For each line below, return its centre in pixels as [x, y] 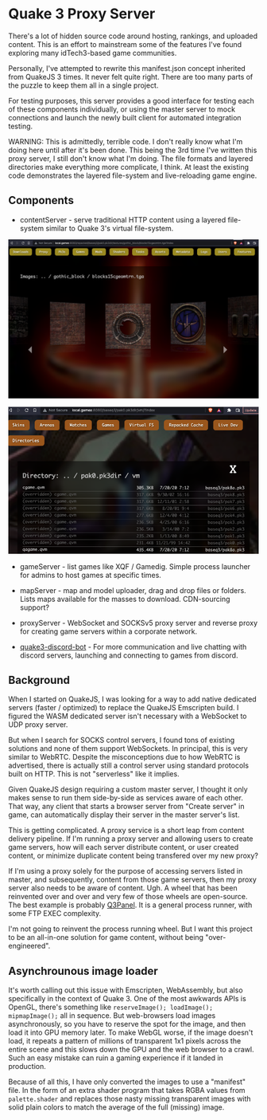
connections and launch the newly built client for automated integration [125, 117]
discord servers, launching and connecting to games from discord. [129, 655]
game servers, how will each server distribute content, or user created [124, 847]
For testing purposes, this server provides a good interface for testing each [131, 100]
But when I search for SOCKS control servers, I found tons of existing [122, 740]
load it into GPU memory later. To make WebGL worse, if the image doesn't [131, 1032]
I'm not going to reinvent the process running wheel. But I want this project [130, 929]
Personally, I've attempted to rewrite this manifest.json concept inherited [127, 68]
